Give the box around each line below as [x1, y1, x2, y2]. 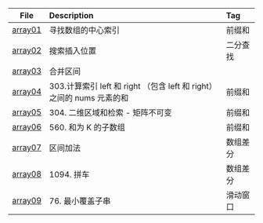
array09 [12, 196, 41, 206]
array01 [12, 24, 41, 35]
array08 [12, 169, 41, 179]
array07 [12, 142, 41, 152]
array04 [12, 86, 41, 97]
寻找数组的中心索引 [49, 25, 120, 35]
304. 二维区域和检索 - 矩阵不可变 [49, 108, 172, 118]
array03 [12, 66, 41, 76]
